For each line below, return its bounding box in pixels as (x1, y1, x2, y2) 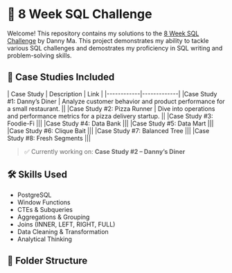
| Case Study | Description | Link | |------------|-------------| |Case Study (7, 89, 217, 98)
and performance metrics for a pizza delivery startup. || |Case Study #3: (7, 112, 213, 120)
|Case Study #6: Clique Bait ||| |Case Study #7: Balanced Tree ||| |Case (7, 126, 210, 134)
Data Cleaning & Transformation (17, 227, 109, 236)
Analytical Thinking (17, 235, 73, 243)
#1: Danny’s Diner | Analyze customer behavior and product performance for (7, 97, 225, 105)
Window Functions (17, 197, 71, 206)
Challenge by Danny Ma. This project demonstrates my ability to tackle (7, 36, 209, 44)
